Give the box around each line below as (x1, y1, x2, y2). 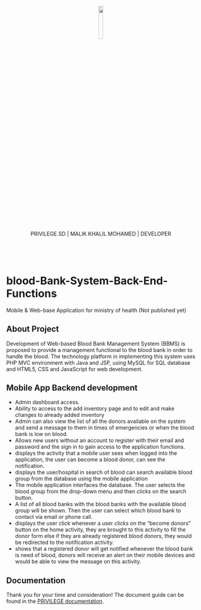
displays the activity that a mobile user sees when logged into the (14, 450, 178, 457)
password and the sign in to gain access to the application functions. (14, 443, 185, 450)
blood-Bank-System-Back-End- (6, 274, 168, 287)
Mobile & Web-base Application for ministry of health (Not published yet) (6, 306, 187, 314)
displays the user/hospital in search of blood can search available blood (14, 468, 193, 476)
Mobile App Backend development (6, 383, 138, 393)
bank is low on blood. (14, 431, 68, 438)
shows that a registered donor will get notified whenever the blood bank (14, 545, 193, 552)
